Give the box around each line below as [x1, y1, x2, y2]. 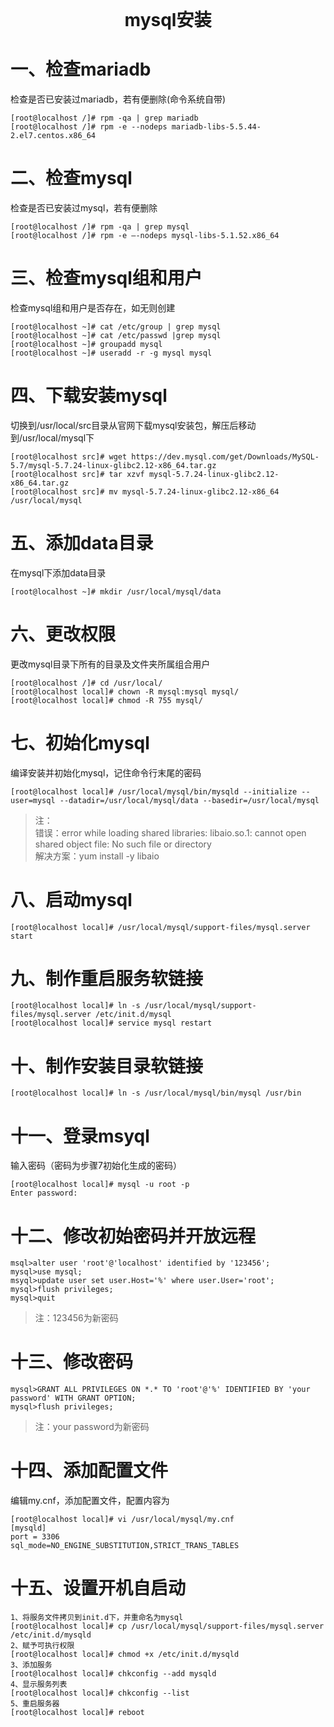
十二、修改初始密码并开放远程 [10, 1225, 257, 1247]
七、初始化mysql [10, 731, 150, 754]
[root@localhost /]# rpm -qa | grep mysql [10, 221, 190, 232]
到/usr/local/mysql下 [10, 431, 95, 444]
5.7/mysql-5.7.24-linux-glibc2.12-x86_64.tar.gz [10, 460, 217, 470]
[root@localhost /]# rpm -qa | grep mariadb [10, 113, 199, 123]
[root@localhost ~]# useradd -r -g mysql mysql [10, 348, 213, 358]
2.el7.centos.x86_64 [10, 130, 97, 140]
